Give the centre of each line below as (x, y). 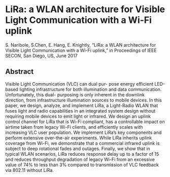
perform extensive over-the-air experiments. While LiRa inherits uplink (79, 137)
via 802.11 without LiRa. (30, 170)
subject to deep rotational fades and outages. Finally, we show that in (78, 149)
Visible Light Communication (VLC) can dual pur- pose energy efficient (79, 84)
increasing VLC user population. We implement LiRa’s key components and (83, 132)
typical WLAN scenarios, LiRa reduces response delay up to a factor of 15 (82, 154)
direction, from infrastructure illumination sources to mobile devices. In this (84, 100)
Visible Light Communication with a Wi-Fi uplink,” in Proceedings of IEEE (81, 50)
